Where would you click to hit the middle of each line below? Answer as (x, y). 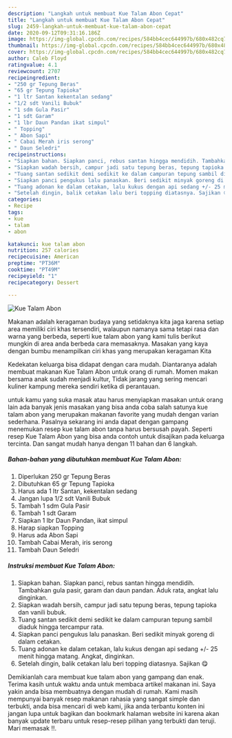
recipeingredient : (34, 78)
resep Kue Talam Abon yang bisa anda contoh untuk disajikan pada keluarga (116, 436)
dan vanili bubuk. (42, 612)
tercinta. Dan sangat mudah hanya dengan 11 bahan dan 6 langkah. (103, 443)
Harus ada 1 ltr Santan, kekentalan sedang (77, 491)
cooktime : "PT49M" (34, 270)
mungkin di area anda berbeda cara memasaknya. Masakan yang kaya (108, 343)
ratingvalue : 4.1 (33, 65)
